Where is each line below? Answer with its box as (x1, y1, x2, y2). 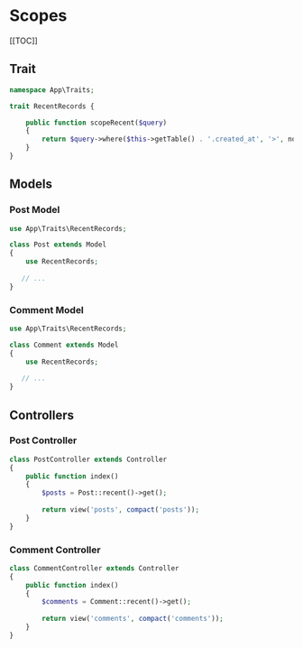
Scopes (9, 5, 68, 26)
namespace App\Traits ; (9, 85, 95, 95)
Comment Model (9, 303, 84, 316)
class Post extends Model (9, 240, 106, 249)
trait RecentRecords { (9, 101, 95, 111)
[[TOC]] (9, 35, 38, 46)
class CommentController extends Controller (9, 563, 179, 573)
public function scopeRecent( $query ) (25, 118, 168, 127)
